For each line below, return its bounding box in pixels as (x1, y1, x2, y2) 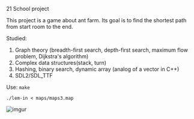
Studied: (6, 35, 27, 41)
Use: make (6, 84, 30, 91)
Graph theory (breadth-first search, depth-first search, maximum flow (14, 46, 188, 53)
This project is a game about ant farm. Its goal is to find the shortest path (6, 17, 187, 23)
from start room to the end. (6, 23, 73, 30)
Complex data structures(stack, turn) (14, 59, 107, 66)
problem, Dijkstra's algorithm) (14, 53, 89, 59)
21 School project (6, 5, 49, 12)
